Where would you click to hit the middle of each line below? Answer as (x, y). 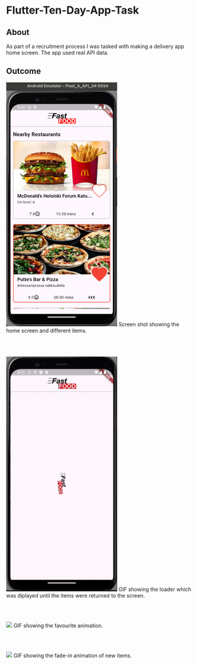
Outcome (24, 71)
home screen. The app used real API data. (57, 53)
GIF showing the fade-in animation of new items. (72, 656)
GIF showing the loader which (154, 589)
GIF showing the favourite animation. (58, 626)
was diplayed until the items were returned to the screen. (75, 596)
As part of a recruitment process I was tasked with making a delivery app (95, 46)
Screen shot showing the (148, 325)
